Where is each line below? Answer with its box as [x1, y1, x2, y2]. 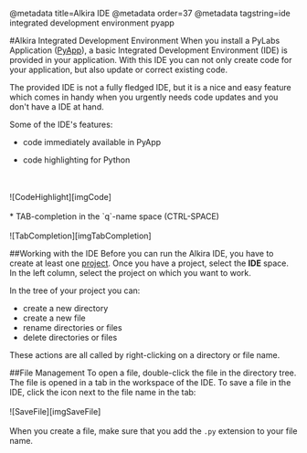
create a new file [22, 312, 87, 323]
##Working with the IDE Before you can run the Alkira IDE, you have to [9, 248, 274, 258]
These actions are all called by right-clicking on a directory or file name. [9, 350, 281, 360]
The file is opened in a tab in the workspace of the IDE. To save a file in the [9, 377, 291, 387]
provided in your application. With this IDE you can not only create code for [9, 55, 292, 65]
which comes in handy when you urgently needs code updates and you [9, 91, 279, 102]
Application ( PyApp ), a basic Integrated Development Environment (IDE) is [9, 45, 288, 56]
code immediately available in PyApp [22, 137, 162, 147]
